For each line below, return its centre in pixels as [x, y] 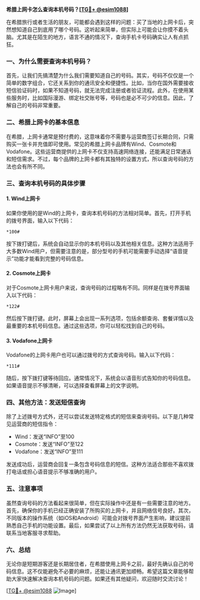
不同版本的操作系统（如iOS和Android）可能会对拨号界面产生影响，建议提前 [98, 518]
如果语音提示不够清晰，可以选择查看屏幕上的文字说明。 [74, 386]
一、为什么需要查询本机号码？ [49, 61]
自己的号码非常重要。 [37, 105]
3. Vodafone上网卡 [29, 340]
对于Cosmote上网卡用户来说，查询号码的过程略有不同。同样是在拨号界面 [96, 287]
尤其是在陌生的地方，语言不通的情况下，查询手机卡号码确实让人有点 [100, 37]
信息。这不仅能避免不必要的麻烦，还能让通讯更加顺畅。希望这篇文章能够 [100, 571]
